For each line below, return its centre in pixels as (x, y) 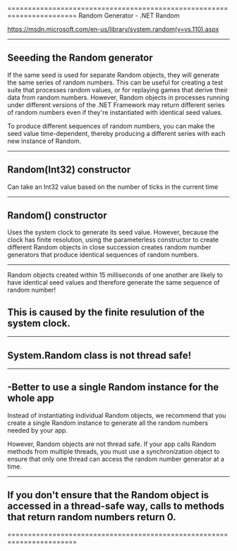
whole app (31, 398)
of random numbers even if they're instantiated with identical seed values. (115, 112)
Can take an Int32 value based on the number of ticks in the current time (113, 187)
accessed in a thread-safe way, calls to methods (116, 506)
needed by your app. (38, 430)
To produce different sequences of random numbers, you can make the (111, 126)
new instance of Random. (44, 141)
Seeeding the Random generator (80, 58)
